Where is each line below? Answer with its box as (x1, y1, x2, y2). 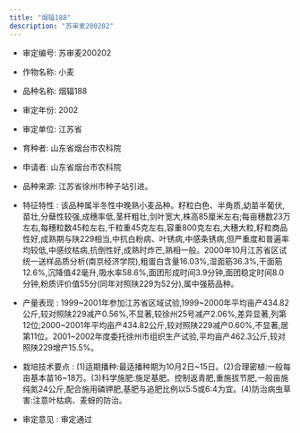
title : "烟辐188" (9, 13, 72, 22)
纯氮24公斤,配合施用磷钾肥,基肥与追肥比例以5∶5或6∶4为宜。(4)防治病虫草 (21, 383, 291, 394)
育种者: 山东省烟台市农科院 (21, 143, 122, 153)
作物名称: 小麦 (21, 66, 74, 77)
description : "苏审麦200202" (9, 22, 115, 30)
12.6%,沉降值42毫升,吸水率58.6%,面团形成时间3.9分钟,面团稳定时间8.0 (21, 266, 285, 278)
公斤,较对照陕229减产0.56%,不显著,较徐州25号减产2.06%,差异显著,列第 (21, 308, 287, 319)
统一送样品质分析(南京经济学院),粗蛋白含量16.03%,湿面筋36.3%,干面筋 (21, 255, 283, 266)
